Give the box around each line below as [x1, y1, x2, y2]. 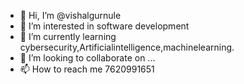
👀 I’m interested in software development [19, 20, 190, 32]
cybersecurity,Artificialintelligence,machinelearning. [19, 41, 235, 53]
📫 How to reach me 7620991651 [19, 63, 155, 75]
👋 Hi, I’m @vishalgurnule [19, 10, 122, 21]
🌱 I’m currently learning [19, 31, 117, 42]
